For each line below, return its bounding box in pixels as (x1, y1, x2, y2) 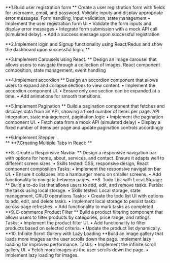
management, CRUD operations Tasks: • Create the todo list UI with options (5, 193, 164, 199)
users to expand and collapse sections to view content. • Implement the (5, 82, 156, 88)
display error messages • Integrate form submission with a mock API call (5, 26, 158, 32)
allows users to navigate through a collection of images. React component (5, 62, 160, 68)
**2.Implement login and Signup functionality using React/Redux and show (5, 41, 163, 47)
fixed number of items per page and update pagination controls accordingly (5, 124, 164, 130)
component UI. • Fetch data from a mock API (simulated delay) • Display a (5, 119, 161, 125)
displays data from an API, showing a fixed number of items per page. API (5, 109, 160, 114)
